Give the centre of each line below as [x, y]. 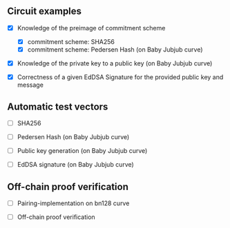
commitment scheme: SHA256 [71, 41]
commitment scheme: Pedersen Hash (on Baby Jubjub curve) [115, 49]
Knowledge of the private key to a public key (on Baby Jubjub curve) [115, 63]
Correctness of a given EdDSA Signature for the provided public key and [120, 77]
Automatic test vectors [58, 106]
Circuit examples [44, 11]
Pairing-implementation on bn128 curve [73, 203]
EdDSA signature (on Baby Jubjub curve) [76, 165]
